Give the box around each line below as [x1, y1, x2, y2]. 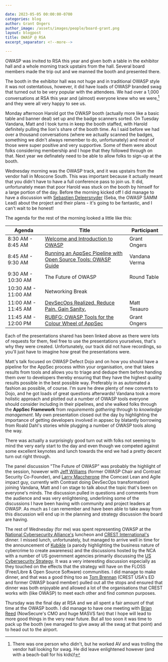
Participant [131, 227, 158, 234]
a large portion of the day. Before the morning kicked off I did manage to [5, 189, 154, 195]
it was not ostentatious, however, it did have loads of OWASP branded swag [5, 83, 161, 89]
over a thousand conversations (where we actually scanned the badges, [5, 131, 154, 137]
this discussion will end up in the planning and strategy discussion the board [5, 511, 163, 517]
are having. [5, 516, 28, 522]
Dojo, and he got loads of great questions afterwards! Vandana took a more [5, 390, 160, 396]
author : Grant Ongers [5, 21, 50, 26]
